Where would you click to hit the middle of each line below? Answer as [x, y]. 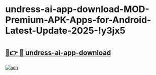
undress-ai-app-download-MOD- [77, 9]
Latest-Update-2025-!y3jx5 [65, 31]
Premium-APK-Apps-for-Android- [78, 20]
